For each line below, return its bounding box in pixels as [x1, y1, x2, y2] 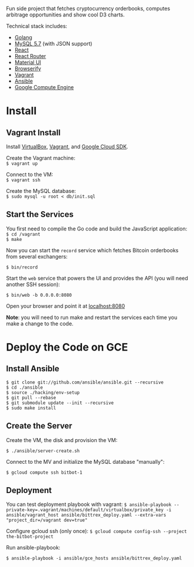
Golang [14, 34, 32, 40]
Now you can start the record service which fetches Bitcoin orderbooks [6, 246, 179, 254]
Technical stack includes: [6, 23, 67, 29]
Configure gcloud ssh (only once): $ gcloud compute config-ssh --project [6, 528, 188, 535]
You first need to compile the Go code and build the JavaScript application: [6, 225, 188, 232]
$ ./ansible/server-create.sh [6, 448, 80, 454]
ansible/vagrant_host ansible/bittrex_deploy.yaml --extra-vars [6, 512, 166, 518]
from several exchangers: [6, 253, 68, 260]
